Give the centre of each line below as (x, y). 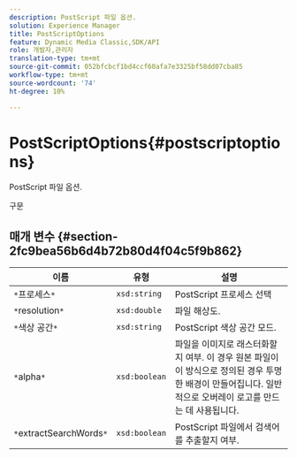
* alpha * (30, 377)
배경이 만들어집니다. (224, 384)
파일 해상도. (198, 311)
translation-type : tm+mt (55, 58)
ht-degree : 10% (37, 91)
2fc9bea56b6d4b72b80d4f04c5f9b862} (126, 251)
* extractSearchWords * (61, 433)
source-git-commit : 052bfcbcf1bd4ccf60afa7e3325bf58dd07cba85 (126, 67)
